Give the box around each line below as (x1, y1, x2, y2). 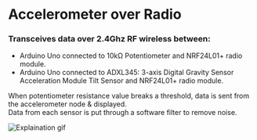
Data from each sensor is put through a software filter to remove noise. (8, 108, 237, 117)
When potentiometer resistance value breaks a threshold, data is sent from (8, 92, 250, 101)
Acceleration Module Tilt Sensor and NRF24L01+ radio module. (19, 76, 224, 85)
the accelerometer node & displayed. (8, 99, 127, 109)
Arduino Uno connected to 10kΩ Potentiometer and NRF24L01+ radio (19, 51, 243, 60)
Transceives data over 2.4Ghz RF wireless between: (8, 34, 211, 45)
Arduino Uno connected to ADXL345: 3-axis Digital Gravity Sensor (19, 68, 234, 77)
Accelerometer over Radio (8, 5, 182, 23)
